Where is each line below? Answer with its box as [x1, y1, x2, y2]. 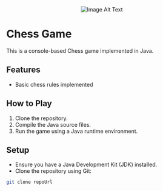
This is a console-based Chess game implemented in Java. [6, 47, 154, 54]
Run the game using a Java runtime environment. [15, 127, 138, 135]
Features [6, 65, 41, 75]
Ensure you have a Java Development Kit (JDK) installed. [15, 161, 158, 169]
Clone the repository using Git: [15, 167, 92, 175]
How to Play [6, 98, 53, 109]
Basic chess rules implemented [15, 81, 93, 88]
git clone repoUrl [6, 179, 53, 186]
